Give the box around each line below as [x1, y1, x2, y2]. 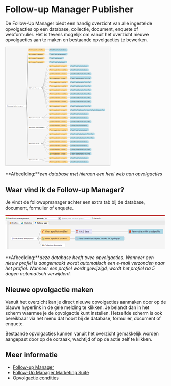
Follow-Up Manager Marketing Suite [12, 370, 89, 376]
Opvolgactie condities [12, 375, 59, 381]
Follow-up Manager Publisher [5, 4, 134, 15]
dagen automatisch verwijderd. [5, 270, 71, 276]
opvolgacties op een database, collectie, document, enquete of [5, 25, 138, 32]
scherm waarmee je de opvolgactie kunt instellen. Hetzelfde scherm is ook [5, 310, 162, 316]
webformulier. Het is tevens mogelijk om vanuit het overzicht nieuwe [5, 31, 149, 37]
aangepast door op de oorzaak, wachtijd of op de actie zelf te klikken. [5, 336, 152, 342]
